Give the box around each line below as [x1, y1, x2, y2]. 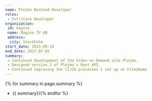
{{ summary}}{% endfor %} [12, 90, 68, 96]
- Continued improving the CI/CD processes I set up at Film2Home [7, 67, 148, 72]
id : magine [7, 26, 30, 31]
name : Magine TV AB [7, 30, 48, 35]
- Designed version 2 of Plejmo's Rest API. [7, 62, 101, 67]
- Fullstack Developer [7, 16, 54, 21]
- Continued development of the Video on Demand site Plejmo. [7, 58, 139, 63]
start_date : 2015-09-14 [5, 44, 54, 49]
